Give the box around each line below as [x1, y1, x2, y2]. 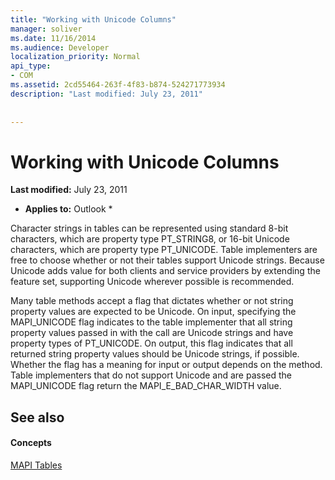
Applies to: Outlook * [24, 203, 113, 215]
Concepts [10, 437, 52, 449]
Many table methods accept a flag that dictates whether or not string [10, 295, 294, 307]
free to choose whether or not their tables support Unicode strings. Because [10, 254, 325, 266]
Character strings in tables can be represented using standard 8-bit [10, 222, 289, 235]
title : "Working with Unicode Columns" [10, 14, 177, 25]
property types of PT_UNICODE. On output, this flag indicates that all [10, 337, 293, 350]
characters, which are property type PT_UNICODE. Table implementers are [10, 244, 318, 256]
